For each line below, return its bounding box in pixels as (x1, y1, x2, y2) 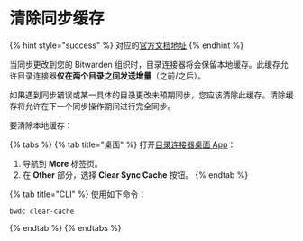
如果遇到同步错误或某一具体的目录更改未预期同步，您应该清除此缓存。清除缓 (9, 89, 294, 100)
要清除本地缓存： (9, 119, 73, 131)
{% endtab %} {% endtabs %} (9, 222, 122, 233)
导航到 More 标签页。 (22, 158, 103, 169)
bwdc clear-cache (9, 207, 75, 216)
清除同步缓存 (9, 8, 106, 29)
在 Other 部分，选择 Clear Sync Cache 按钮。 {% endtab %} (22, 169, 249, 181)
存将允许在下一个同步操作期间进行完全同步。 (9, 100, 176, 111)
